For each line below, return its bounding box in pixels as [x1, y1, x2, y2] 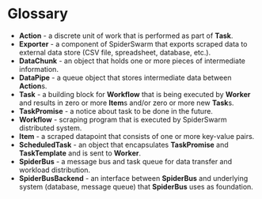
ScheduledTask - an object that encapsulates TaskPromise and [18, 140, 229, 149]
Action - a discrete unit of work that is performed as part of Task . [18, 31, 234, 40]
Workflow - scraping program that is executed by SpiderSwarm [18, 115, 227, 124]
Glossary [7, 5, 69, 23]
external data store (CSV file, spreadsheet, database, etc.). [18, 47, 211, 57]
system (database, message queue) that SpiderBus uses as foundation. [18, 182, 254, 191]
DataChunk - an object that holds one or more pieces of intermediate [18, 56, 246, 66]
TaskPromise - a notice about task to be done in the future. [18, 106, 213, 115]
